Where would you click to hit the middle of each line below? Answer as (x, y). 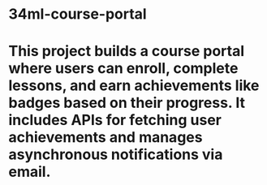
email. (30, 172)
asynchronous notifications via (116, 155)
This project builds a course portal (127, 52)
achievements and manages (106, 138)
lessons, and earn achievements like (134, 86)
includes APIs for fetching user (115, 120)
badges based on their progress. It (127, 103)
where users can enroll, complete (123, 69)
